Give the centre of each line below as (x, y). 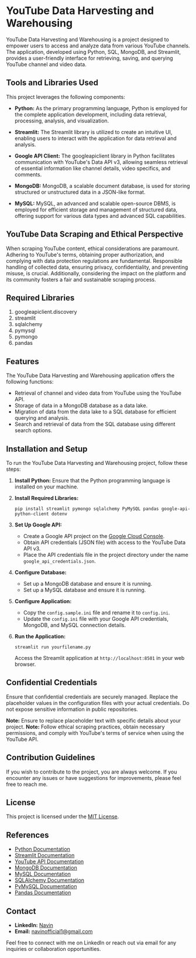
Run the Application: (40, 636)
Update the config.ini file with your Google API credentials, (96, 619)
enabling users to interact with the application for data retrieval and (95, 138)
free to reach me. (27, 784)
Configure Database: (41, 572)
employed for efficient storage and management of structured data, (96, 210)
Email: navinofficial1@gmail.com (54, 932)
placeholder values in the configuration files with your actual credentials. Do (98, 703)
